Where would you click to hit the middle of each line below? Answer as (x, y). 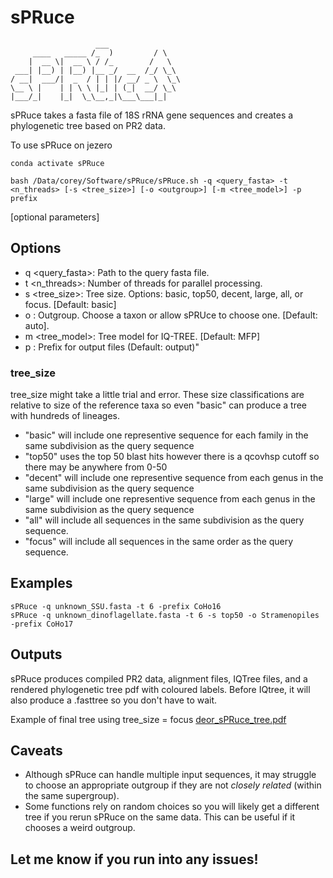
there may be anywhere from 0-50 (96, 467)
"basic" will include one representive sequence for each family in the (166, 435)
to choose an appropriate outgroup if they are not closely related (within (173, 785)
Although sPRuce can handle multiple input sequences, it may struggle (170, 775)
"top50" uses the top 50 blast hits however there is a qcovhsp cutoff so (172, 457)
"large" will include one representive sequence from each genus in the (170, 499)
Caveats (36, 751)
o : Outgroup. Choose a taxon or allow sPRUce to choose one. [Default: (171, 315)
